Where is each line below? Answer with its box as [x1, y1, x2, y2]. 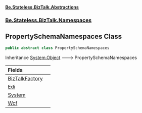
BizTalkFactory [8, 75, 43, 82]
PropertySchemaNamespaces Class [5, 32, 122, 40]
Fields [8, 67, 23, 74]
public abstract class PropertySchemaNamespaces [5, 45, 110, 50]
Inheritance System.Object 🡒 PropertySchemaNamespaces [5, 54, 137, 61]
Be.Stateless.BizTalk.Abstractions [5, 4, 79, 10]
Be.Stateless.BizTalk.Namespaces [5, 17, 92, 24]
